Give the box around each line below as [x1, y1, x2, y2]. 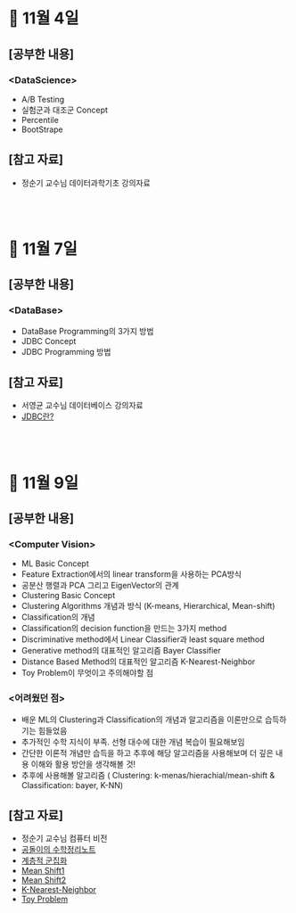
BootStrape [21, 124, 63, 135]
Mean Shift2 [21, 875, 67, 885]
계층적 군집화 [21, 855, 68, 866]
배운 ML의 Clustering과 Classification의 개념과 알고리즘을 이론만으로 [21, 714, 264, 725]
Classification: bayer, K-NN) [21, 779, 124, 790]
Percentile [21, 114, 59, 125]
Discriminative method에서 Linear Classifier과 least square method [21, 634, 265, 645]
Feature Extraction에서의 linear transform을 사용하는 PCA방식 [21, 569, 243, 580]
